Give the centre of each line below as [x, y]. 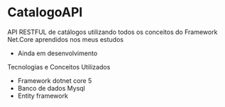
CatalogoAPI [45, 12]
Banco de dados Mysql [51, 88]
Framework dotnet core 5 [55, 80]
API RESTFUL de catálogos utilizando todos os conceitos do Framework [112, 32]
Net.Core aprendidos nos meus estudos [66, 39]
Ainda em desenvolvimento [57, 53]
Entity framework [43, 96]
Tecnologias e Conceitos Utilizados [59, 67]
